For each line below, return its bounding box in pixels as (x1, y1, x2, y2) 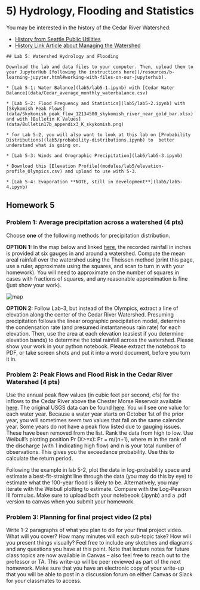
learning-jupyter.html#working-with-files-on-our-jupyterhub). (6, 74, 167, 80)
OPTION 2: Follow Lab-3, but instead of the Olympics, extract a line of (6, 305, 179, 312)
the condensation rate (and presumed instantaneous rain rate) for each (6, 324, 181, 331)
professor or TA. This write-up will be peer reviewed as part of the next (6, 558, 181, 566)
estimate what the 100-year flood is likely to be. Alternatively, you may (6, 479, 179, 486)
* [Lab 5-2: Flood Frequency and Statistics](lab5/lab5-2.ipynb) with (6, 100, 186, 106)
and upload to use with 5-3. (64, 168, 137, 174)
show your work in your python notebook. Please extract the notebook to (6, 342, 186, 350)
